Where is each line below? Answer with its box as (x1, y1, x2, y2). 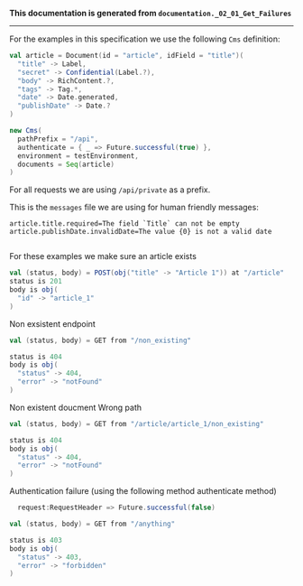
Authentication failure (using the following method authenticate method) (9, 486, 277, 497)
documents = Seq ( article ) (17, 160, 115, 169)
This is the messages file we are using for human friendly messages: (9, 202, 259, 213)
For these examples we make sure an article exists (9, 251, 197, 262)
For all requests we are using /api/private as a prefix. (9, 184, 211, 195)
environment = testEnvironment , (17, 151, 140, 161)
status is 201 (9, 277, 63, 286)
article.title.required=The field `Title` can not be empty (9, 219, 241, 228)
